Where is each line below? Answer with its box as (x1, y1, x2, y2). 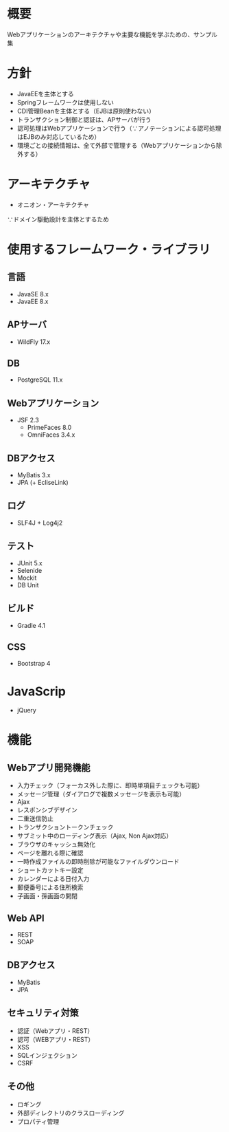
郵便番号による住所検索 (16, 883, 84, 891)
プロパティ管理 (16, 1117, 60, 1125)
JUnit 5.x (16, 558, 43, 567)
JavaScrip (7, 684, 67, 699)
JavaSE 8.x (16, 290, 49, 298)
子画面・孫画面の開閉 (16, 892, 77, 900)
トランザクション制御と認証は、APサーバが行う (16, 115, 152, 124)
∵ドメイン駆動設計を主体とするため (7, 215, 110, 224)
